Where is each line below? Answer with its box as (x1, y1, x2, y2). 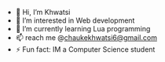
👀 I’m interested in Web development (15, 16, 135, 25)
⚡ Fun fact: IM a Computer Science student (15, 45, 156, 54)
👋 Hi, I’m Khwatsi (15, 8, 71, 16)
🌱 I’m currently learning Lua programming (15, 24, 151, 33)
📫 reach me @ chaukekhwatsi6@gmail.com (15, 33, 157, 42)
